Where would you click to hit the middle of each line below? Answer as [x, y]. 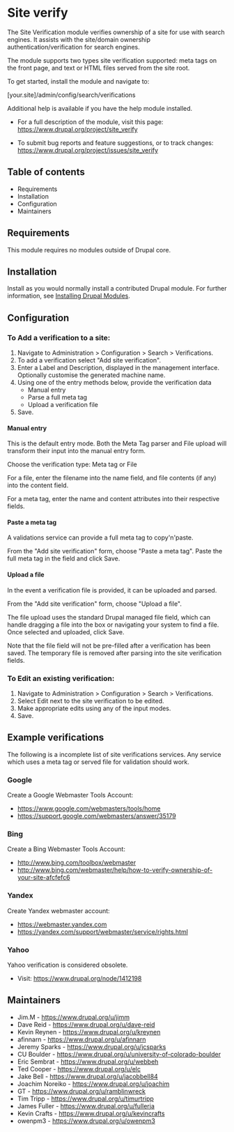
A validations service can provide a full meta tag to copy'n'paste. [100, 537]
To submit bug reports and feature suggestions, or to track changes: [115, 143]
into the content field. [38, 485]
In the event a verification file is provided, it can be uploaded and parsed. [112, 590]
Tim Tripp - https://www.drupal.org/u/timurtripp [86, 1099]
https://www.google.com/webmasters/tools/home [89, 809]
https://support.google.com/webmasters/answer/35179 [96, 816]
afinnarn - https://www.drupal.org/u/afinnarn [81, 1039]
